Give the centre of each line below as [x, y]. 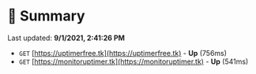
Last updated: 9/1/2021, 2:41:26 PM [66, 38]
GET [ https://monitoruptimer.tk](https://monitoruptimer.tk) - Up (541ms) [134, 61]
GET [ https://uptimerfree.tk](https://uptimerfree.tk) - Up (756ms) [122, 53]
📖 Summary [46, 16]
